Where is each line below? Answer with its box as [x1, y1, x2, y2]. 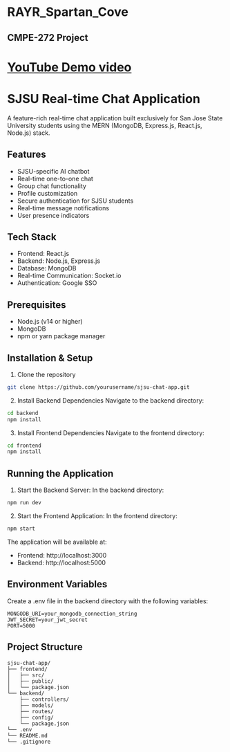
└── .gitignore [7, 738, 51, 745]
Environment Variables [7, 578, 108, 590]
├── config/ [19, 714, 54, 721]
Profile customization [17, 189, 78, 197]
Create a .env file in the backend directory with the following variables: [7, 596, 209, 605]
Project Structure [7, 641, 83, 653]
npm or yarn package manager [17, 332, 106, 340]
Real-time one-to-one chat [17, 174, 93, 183]
